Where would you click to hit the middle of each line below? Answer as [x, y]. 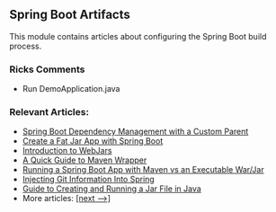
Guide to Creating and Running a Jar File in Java [112, 189]
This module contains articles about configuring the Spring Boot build [138, 36]
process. [26, 46]
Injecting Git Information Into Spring [88, 180]
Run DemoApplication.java [71, 89]
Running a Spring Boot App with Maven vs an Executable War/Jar [143, 170]
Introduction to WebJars [67, 151]
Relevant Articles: [49, 112]
